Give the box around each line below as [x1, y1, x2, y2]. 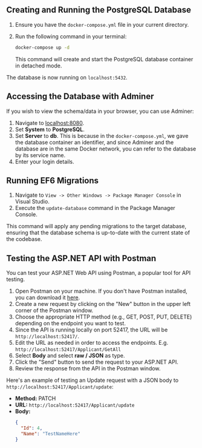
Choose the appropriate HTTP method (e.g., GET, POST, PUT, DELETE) [15, 313, 192, 321]
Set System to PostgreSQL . [15, 126, 85, 133]
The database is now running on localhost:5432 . [6, 73, 128, 81]
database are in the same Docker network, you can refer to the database [15, 145, 197, 152]
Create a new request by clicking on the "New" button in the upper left [15, 300, 191, 308]
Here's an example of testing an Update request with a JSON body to [6, 376, 179, 384]
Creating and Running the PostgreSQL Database [6, 5, 192, 15]
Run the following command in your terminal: [15, 33, 127, 40]
